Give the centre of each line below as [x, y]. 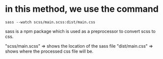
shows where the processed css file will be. [49, 51]
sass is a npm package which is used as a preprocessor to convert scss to [80, 31]
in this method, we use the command [82, 9]
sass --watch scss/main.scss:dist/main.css [50, 22]
